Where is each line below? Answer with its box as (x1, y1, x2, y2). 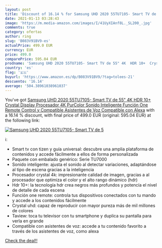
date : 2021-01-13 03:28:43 (5, 16, 59, 21)
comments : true (5, 25, 36, 30)
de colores (12, 207, 34, 213)
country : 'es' (5, 66, 34, 71)
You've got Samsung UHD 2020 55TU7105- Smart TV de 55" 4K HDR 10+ (5, 97, 151, 102)
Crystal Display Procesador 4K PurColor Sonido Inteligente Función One (5, 102, 148, 108)
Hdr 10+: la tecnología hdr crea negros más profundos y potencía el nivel (12, 182, 157, 188)
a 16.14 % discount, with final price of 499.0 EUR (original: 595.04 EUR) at (5, 112, 151, 118)
